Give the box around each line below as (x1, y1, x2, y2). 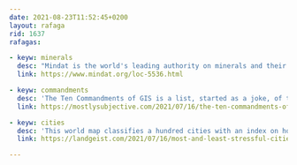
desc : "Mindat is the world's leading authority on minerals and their (17, 62, 287, 71)
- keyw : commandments (9, 86, 89, 94)
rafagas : (9, 37, 42, 47)
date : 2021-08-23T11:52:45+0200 (9, 12, 128, 22)
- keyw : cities (9, 118, 65, 127)
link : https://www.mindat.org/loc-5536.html (17, 70, 184, 79)
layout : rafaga (9, 21, 65, 30)
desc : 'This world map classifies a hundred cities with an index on (17, 126, 278, 135)
